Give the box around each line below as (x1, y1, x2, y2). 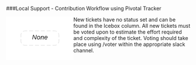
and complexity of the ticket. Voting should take (73, 35, 188, 41)
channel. (73, 47, 95, 54)
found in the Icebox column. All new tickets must (73, 23, 191, 29)
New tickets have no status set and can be (73, 16, 176, 23)
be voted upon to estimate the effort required (73, 28, 183, 35)
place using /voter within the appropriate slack (73, 41, 185, 48)
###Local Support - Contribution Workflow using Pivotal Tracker (6, 5, 162, 12)
